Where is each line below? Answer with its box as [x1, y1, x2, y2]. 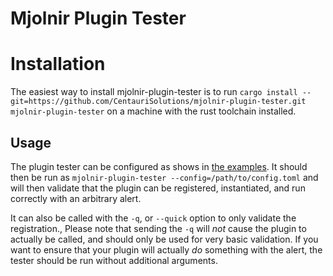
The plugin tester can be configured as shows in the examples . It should [10, 160, 308, 172]
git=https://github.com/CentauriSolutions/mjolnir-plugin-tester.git [10, 97, 307, 107]
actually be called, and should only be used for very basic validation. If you [10, 233, 319, 245]
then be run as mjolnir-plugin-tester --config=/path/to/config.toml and [10, 171, 319, 183]
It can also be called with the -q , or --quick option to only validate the [10, 212, 297, 224]
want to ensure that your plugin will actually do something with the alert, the [10, 243, 323, 256]
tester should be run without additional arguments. [10, 254, 218, 266]
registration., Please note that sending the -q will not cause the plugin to [10, 222, 307, 234]
